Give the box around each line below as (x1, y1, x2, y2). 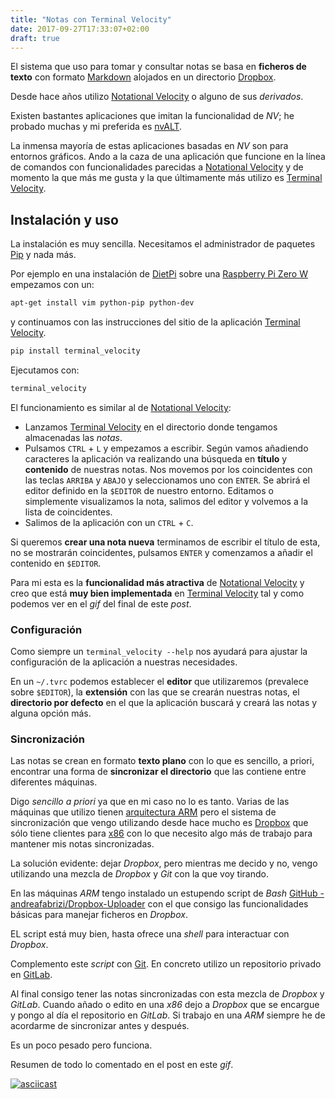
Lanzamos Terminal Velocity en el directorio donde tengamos (24, 421, 278, 433)
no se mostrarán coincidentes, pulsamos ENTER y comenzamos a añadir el (10, 546, 313, 558)
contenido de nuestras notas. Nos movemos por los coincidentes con (24, 463, 313, 475)
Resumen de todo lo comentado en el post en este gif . (10, 1059, 234, 1071)
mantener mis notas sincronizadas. (10, 838, 155, 850)
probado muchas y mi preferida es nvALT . (10, 121, 183, 133)
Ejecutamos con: (10, 364, 80, 376)
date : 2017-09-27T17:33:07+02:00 (10, 24, 150, 34)
